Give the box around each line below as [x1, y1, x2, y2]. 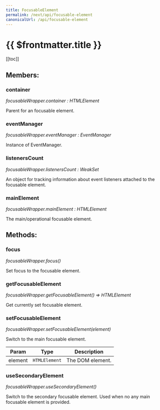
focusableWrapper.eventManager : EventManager [6, 132, 112, 138]
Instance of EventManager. [6, 142, 63, 148]
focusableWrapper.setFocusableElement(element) [6, 326, 111, 332]
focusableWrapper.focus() [6, 258, 61, 264]
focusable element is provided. [6, 399, 71, 405]
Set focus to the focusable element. [6, 267, 81, 274]
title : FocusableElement [6, 7, 59, 13]
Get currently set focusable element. [6, 302, 83, 308]
